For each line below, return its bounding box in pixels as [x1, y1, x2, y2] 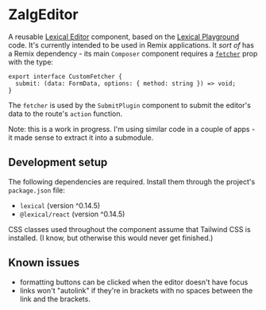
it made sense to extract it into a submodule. [8, 133, 154, 142]
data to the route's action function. [8, 109, 123, 118]
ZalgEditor [8, 6, 79, 24]
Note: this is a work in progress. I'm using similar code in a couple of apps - [8, 124, 256, 134]
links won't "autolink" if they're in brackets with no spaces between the [19, 285, 253, 295]
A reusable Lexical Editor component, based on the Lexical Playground [8, 32, 240, 41]
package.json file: [8, 185, 66, 195]
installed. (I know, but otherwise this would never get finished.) [8, 233, 214, 242]
